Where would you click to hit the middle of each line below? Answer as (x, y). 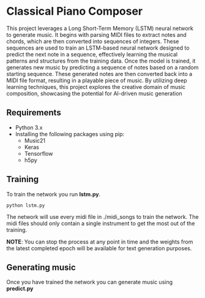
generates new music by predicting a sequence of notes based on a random (102, 67)
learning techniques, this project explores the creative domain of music (96, 86)
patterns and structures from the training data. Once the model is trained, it (101, 61)
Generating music (41, 267)
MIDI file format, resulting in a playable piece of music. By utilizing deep (97, 80)
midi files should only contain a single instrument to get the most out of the (101, 223)
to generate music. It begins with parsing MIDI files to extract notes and (96, 34)
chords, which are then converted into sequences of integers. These (93, 41)
